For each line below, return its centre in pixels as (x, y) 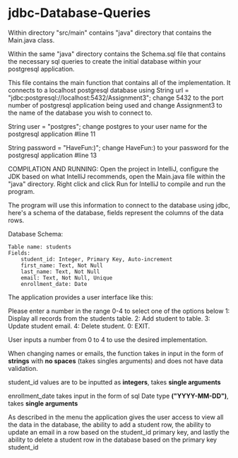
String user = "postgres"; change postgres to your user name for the (108, 126)
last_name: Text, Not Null (60, 271)
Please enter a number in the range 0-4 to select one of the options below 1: (119, 311)
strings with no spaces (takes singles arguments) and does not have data (115, 361)
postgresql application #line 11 (52, 134)
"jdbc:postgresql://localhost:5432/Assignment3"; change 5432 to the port (116, 98)
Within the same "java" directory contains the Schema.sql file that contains (117, 54)
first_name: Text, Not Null (62, 265)
